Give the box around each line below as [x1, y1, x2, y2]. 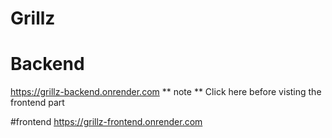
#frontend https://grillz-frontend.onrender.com [10, 116, 203, 128]
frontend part [10, 97, 65, 109]
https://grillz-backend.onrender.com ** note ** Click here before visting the [10, 86, 322, 98]
